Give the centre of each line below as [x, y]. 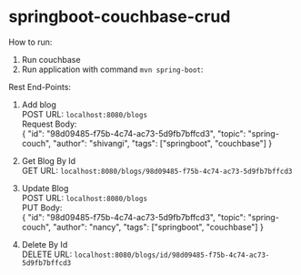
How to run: [30, 42]
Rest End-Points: [40, 87]
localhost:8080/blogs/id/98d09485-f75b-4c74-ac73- [172, 255]
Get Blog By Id [49, 160]
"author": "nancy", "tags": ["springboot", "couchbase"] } [159, 227]
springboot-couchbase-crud [120, 17]
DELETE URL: [47, 254]
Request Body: [49, 124]
